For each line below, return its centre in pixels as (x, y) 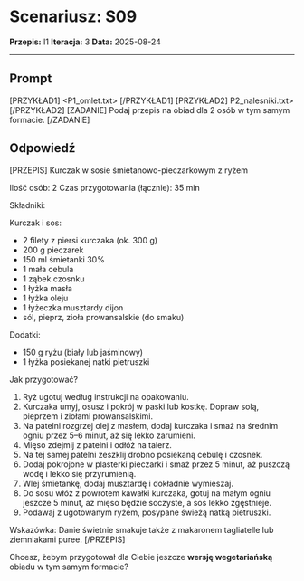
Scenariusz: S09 (73, 17)
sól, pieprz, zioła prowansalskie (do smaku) (103, 317)
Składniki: (28, 205)
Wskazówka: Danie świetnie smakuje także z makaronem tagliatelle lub (142, 529)
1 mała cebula (48, 269)
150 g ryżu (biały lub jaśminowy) (82, 352)
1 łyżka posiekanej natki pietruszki (86, 362)
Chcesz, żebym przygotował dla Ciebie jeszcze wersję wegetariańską (141, 557)
